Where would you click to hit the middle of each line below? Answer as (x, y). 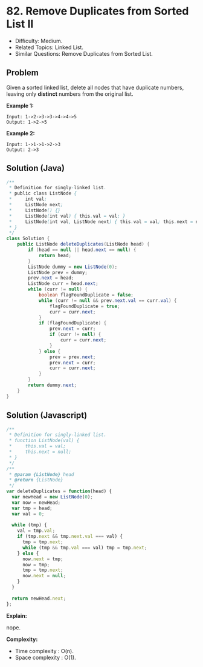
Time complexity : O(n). (44, 651)
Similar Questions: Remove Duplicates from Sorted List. (84, 53)
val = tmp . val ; (36, 531)
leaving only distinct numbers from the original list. (70, 94)
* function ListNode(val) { (44, 441)
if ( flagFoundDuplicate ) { (72, 323)
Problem (23, 73)
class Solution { (28, 239)
